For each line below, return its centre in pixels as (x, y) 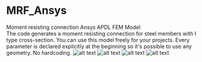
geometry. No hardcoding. (39, 52)
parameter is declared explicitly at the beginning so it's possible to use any (99, 46)
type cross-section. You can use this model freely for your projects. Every (98, 40)
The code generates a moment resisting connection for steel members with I (101, 33)
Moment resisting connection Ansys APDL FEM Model (73, 27)
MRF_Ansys (36, 11)
